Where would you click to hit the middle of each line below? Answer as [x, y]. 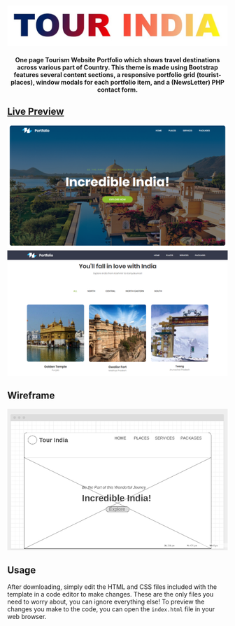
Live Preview [36, 112]
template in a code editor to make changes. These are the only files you [111, 594]
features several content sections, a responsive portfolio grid [105, 74]
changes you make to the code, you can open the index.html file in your [111, 609]
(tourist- [209, 74]
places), [22, 82]
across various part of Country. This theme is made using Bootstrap [117, 67]
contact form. [117, 90]
